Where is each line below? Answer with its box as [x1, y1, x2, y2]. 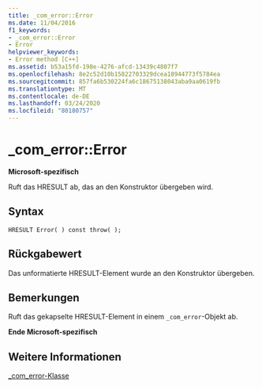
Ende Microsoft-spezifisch [8, 327, 98, 337]
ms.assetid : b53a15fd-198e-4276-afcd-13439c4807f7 [8, 63, 178, 71]
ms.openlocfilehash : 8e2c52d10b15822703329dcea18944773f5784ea [8, 70, 221, 78]
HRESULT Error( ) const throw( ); [8, 226, 122, 233]
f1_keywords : [8, 26, 51, 34]
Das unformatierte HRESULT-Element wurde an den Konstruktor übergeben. [8, 268, 255, 278]
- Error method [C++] [8, 56, 80, 64]
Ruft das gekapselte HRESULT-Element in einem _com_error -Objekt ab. [8, 312, 238, 322]
